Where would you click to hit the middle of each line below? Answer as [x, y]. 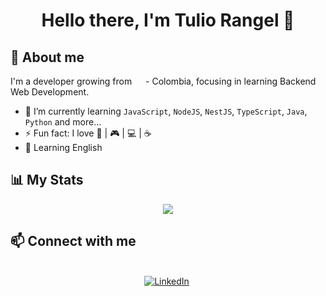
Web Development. [50, 92]
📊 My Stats [47, 180]
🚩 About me [47, 57]
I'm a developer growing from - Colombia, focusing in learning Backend [163, 81]
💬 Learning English [63, 147]
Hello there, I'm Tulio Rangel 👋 [168, 20]
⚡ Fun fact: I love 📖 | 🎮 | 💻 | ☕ [88, 133]
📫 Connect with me [73, 241]
